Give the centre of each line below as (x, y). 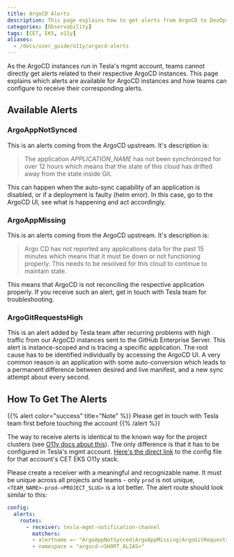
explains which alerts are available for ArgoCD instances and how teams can (117, 81)
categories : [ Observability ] (49, 27)
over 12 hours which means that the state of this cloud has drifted (118, 166)
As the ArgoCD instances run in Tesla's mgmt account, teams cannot (106, 66)
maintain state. (46, 271)
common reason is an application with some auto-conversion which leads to (117, 362)
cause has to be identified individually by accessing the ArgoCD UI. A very (114, 355)
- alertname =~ (54, 540)
